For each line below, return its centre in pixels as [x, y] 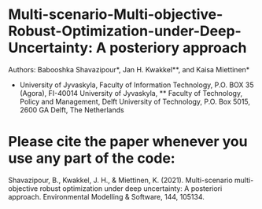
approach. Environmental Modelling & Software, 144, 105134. [106, 196]
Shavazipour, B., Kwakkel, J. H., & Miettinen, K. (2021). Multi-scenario [121, 180]
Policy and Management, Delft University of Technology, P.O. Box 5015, [135, 101]
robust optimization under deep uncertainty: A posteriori [131, 188]
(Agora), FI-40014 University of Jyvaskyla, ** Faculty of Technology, [131, 93]
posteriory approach [178, 48]
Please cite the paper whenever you [128, 142]
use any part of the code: [92, 158]
